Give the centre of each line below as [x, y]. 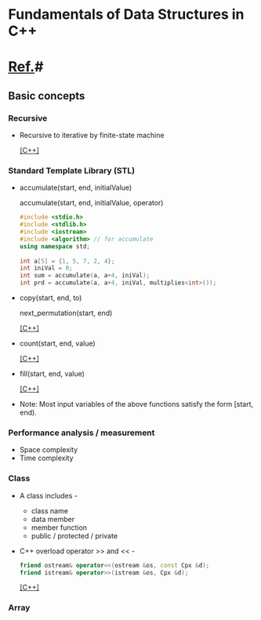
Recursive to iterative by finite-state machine [92, 136]
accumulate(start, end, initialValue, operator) [91, 203]
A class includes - [49, 495]
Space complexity [49, 450]
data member [53, 519]
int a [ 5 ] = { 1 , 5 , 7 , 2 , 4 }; [67, 261]
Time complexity [46, 458]
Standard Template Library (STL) [72, 170]
